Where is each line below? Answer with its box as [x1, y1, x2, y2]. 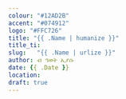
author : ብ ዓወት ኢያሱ [8, 57, 74, 65]
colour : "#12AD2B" [8, 11, 69, 20]
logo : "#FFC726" [8, 26, 62, 34]
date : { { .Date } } [8, 64, 69, 72]
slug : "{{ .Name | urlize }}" [8, 49, 116, 57]
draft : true [8, 78, 48, 86]
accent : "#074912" [8, 19, 69, 27]
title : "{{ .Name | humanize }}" [8, 34, 120, 42]
